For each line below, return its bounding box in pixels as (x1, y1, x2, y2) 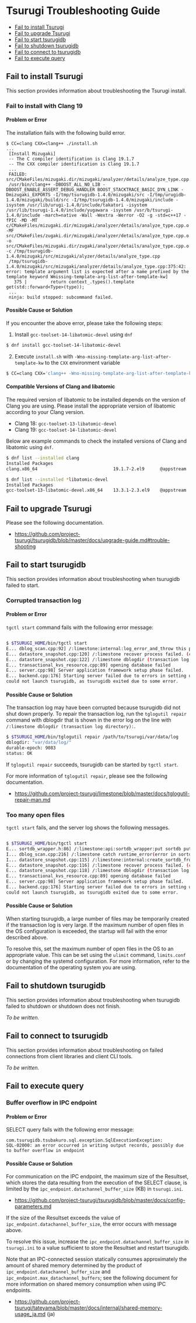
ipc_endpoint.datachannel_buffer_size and (6, 1268, 111, 1275)
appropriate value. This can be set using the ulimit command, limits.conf (6, 951, 186, 958)
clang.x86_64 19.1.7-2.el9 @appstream (6, 466, 187, 472)
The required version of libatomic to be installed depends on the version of (6, 396, 185, 404)
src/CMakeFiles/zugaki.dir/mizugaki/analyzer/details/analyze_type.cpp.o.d (6, 233, 194, 238)
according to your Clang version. (6, 409, 85, 416)
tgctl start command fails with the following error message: (6, 624, 153, 631)
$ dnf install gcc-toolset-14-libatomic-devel (6, 343, 121, 348)
